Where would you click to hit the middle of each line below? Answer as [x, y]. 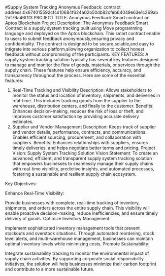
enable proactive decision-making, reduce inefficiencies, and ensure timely [82, 213]
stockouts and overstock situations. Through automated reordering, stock [80, 233]
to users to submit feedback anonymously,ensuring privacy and [70, 39]
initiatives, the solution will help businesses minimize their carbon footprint [81, 264]
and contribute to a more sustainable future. [50, 269]
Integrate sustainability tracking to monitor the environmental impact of [77, 253]
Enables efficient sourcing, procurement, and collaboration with [77, 137]
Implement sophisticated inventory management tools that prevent [72, 228]
